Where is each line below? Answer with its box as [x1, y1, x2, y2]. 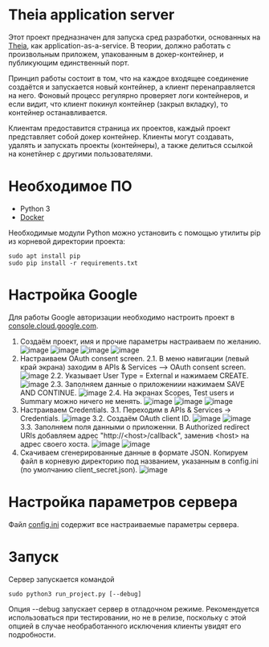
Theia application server [8, 6, 175, 24]
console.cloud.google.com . [8, 320, 99, 331]
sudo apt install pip [8, 252, 81, 260]
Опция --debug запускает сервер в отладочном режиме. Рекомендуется [8, 604, 259, 613]
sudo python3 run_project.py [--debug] [8, 590, 142, 598]
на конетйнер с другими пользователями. [8, 149, 153, 159]
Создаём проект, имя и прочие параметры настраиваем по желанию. [19, 336, 262, 346]
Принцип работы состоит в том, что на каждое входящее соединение [8, 73, 249, 83]
